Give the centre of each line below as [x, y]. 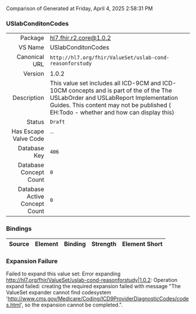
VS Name [32, 47]
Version [34, 74]
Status [36, 122]
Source [19, 244]
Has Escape [28, 132]
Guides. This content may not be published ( [110, 105]
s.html [13, 305]
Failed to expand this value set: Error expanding [63, 274]
